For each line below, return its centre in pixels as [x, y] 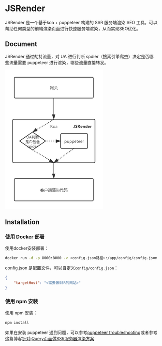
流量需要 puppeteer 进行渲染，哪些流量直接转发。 [59, 62]
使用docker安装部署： [27, 248]
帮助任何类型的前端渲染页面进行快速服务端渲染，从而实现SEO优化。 [73, 28]
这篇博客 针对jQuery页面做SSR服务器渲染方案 [50, 339]
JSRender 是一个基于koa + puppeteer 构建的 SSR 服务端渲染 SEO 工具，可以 [81, 22]
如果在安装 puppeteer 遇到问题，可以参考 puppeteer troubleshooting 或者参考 [81, 332]
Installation [22, 222]
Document [21, 44]
